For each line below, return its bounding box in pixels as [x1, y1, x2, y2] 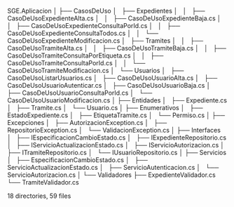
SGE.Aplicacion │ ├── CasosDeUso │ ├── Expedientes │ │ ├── [7, 7, 205, 15]
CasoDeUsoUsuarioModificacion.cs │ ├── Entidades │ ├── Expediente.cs [7, 96, 228, 105]
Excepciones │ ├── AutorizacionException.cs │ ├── [7, 119, 167, 126]
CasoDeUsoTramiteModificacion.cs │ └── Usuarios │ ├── [7, 67, 184, 74]
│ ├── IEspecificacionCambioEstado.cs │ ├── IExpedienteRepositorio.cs [7, 133, 226, 142]
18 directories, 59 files [7, 192, 71, 200]
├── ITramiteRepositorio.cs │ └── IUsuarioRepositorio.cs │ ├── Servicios [7, 148, 226, 156]
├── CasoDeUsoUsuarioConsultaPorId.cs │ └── [7, 88, 153, 97]
